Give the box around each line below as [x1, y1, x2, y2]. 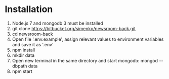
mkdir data [12, 52, 35, 58]
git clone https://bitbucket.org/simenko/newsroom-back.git [12, 25, 136, 31]
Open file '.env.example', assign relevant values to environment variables [12, 36, 164, 42]
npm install [12, 47, 35, 53]
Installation [5, 4, 53, 15]
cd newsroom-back [12, 31, 54, 37]
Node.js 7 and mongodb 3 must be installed [12, 20, 103, 26]
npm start [12, 68, 32, 74]
